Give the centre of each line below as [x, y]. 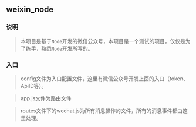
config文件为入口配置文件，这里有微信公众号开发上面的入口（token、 [104, 79]
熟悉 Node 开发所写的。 [67, 48]
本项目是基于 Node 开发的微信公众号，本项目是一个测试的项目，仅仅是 [103, 41]
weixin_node [30, 10]
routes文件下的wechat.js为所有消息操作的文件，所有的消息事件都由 [102, 111]
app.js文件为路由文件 [46, 98]
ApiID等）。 [33, 86]
